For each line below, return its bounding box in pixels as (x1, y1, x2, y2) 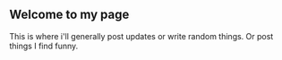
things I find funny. (9, 40, 79, 51)
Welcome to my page (9, 7, 130, 22)
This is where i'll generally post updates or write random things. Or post (9, 30, 274, 41)
